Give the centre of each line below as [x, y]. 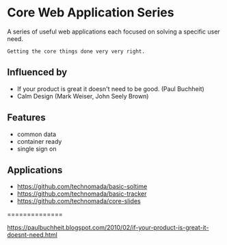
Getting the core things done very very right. [76, 51]
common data [37, 134]
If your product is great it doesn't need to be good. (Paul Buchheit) [111, 89]
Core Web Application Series [91, 13]
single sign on [37, 149]
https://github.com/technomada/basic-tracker [82, 194]
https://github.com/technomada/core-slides [79, 201]
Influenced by [37, 72]
